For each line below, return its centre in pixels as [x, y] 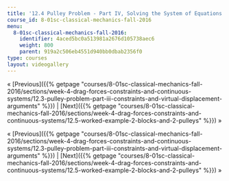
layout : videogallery [38, 64]
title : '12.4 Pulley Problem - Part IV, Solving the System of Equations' [116, 13]
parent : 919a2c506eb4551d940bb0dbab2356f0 [81, 52]
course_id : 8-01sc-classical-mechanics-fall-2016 [80, 20]
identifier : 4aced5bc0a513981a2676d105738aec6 [87, 39]
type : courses [27, 58]
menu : [15, 26]
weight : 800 [36, 45]
